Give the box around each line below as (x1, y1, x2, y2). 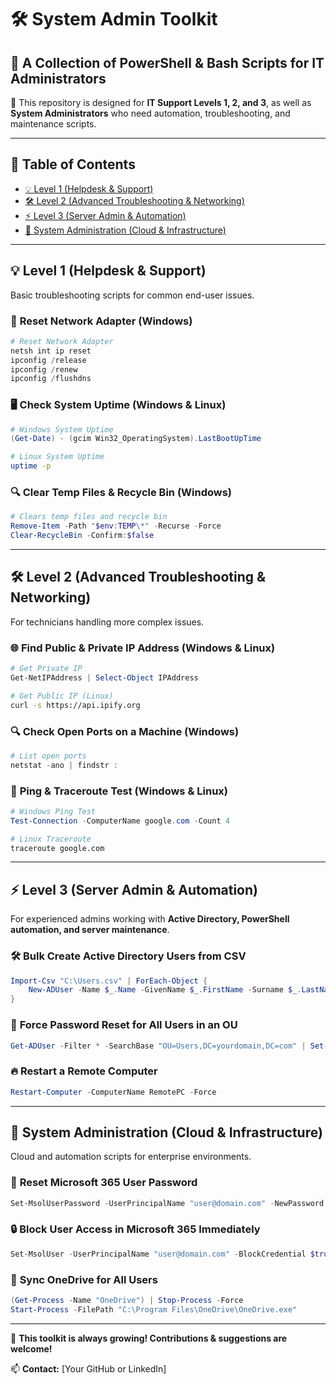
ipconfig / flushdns (10, 374, 92, 384)
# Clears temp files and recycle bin (10, 512, 168, 522)
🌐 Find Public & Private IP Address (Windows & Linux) (10, 641, 276, 655)
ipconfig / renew (10, 364, 78, 375)
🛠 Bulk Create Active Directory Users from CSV (10, 949, 247, 963)
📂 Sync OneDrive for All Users (10, 1272, 158, 1286)
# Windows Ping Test (10, 806, 97, 816)
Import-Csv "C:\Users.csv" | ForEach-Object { (10, 976, 208, 986)
